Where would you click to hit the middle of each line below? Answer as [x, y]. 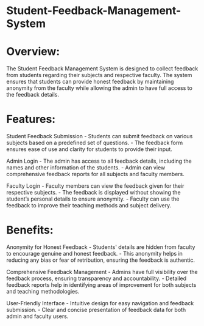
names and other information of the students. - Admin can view [86, 168]
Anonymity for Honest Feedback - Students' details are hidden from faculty [101, 247]
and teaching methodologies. [43, 291]
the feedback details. [33, 95]
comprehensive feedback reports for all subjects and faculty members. [95, 174]
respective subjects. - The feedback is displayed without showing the [93, 193]
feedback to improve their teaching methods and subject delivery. [89, 206]
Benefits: [30, 230]
